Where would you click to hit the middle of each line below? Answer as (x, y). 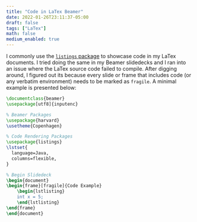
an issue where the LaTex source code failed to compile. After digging (91, 69)
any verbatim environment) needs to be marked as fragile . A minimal (91, 81)
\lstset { (17, 148)
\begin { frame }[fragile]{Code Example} (54, 186)
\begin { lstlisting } (41, 191)
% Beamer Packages (29, 115)
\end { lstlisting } (38, 202)
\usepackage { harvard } (33, 120)
